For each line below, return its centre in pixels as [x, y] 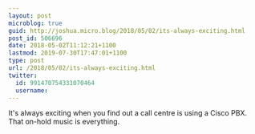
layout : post [30, 16]
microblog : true [35, 23]
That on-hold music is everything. [64, 122]
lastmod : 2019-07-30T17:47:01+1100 [68, 53]
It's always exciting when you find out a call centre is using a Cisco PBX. [127, 113]
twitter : [23, 75]
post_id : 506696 [35, 38]
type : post [26, 61]
